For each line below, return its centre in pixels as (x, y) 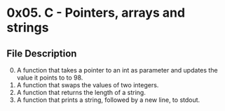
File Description (42, 53)
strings (28, 28)
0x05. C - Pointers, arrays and (96, 13)
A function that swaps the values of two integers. (88, 85)
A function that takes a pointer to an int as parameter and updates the (117, 70)
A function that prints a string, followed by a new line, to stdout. (108, 100)
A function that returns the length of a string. (81, 92)
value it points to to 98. (50, 77)
